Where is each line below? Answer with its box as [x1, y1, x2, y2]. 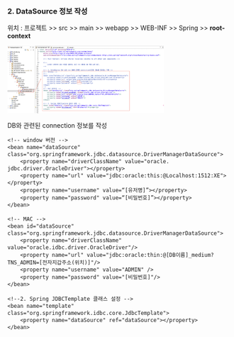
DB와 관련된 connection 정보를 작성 [7, 121, 108, 130]
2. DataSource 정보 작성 [7, 6, 88, 16]
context [7, 32, 31, 40]
